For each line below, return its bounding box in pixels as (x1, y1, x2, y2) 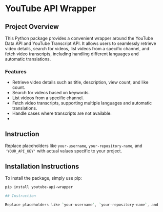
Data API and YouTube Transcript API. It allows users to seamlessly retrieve (5, 41, 156, 46)
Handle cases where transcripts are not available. (12, 110, 112, 116)
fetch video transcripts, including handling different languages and (5, 51, 139, 57)
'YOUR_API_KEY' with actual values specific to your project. (5, 148, 122, 154)
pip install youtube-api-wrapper (5, 184, 73, 190)
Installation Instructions (5, 162, 80, 170)
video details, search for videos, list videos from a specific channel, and (5, 46, 150, 51)
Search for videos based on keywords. (12, 90, 90, 96)
